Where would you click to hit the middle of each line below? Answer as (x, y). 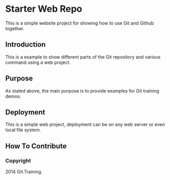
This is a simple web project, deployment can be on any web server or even (85, 125)
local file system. (23, 130)
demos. (13, 96)
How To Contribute (36, 146)
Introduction (26, 45)
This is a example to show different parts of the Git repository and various (83, 57)
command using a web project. (38, 62)
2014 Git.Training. (24, 172)
